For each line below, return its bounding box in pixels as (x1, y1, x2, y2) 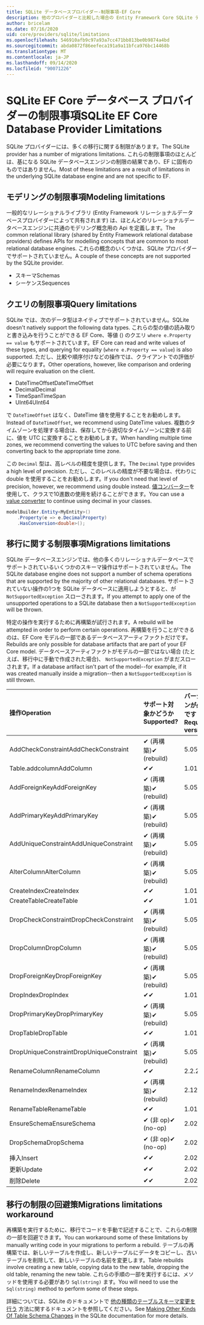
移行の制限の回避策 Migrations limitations (6, 1199, 163, 1209)
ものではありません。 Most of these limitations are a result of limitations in (6, 165, 190, 173)
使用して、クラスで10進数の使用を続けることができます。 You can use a (6, 490, 185, 498)
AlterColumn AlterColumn (9, 868, 81, 876)
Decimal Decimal (15, 386, 56, 393)
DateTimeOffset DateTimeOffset (15, 379, 94, 386)
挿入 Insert (9, 1154, 38, 1163)
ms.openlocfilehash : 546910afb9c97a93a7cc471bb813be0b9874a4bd (6, 37, 170, 43)
